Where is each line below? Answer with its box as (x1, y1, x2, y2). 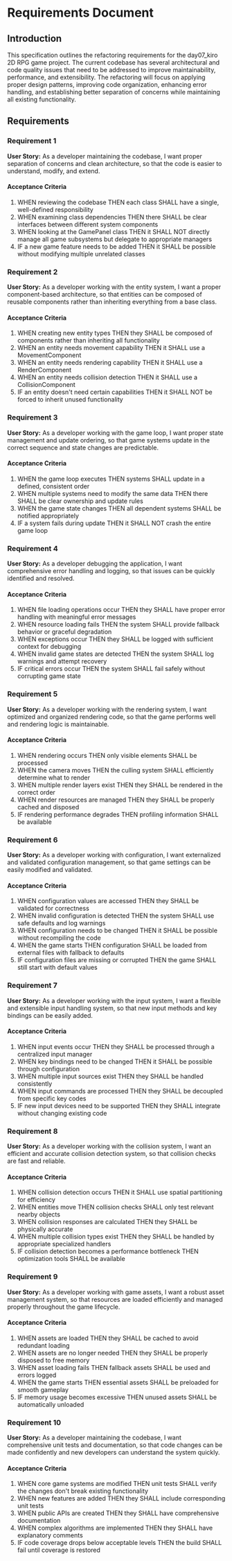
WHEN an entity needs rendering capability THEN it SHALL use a (17, 358, 203, 367)
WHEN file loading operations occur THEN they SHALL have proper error (17, 606, 226, 614)
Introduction (7, 33, 62, 44)
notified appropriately (17, 511, 80, 520)
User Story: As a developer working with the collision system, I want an (7, 1142, 211, 1150)
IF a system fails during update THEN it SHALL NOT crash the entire (17, 519, 211, 527)
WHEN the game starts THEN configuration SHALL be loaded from (17, 941, 208, 950)
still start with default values (17, 964, 98, 972)
